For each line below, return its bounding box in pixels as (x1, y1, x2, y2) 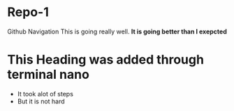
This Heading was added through (7, 52, 205, 68)
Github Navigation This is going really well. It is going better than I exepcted (7, 27, 227, 36)
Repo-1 (7, 4, 49, 20)
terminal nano (7, 67, 89, 82)
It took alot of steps (17, 89, 73, 98)
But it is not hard (17, 97, 65, 105)
